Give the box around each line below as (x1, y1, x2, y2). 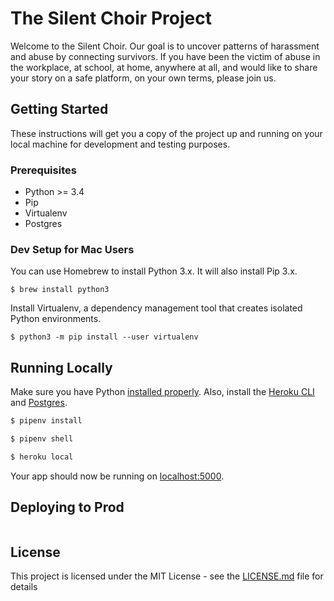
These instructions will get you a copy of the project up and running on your (10, 127, 323, 139)
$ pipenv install (10, 416, 83, 426)
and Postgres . (10, 397, 68, 409)
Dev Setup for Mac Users (10, 242, 135, 256)
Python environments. (10, 313, 102, 325)
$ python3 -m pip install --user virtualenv (10, 332, 199, 342)
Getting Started (10, 101, 109, 118)
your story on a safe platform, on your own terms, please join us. (10, 72, 277, 84)
